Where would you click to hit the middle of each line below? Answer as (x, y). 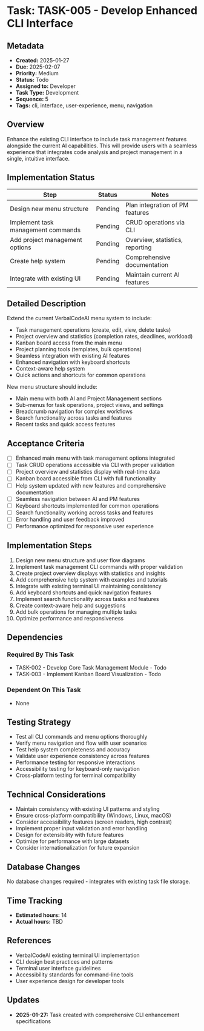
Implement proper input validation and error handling (81, 828)
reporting (139, 247)
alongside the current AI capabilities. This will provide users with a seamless (102, 146)
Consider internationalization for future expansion (77, 848)
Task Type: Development (47, 92)
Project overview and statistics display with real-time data (88, 472)
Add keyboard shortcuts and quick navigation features (84, 593)
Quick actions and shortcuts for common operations (81, 375)
